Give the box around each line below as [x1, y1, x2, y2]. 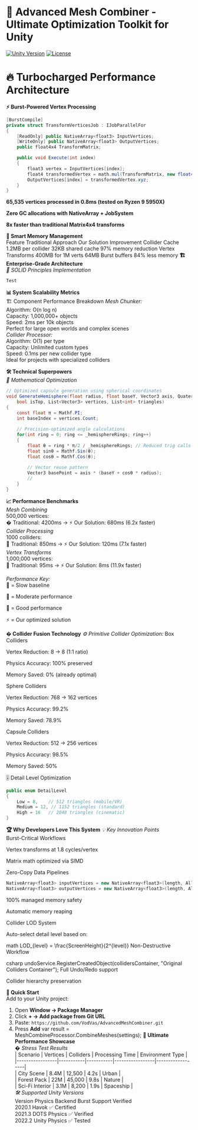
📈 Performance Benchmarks [6, 497, 78, 504]
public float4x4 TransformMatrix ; [16, 144, 101, 150]
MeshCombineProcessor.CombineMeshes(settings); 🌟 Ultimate [14, 1031, 169, 1039]
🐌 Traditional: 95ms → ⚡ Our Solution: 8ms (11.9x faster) [6, 561, 142, 569]
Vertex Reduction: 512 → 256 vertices [6, 739, 97, 746]
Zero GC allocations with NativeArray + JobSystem [6, 210, 134, 217]
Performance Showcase [14, 1038, 75, 1045]
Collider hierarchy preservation [6, 977, 81, 984]
